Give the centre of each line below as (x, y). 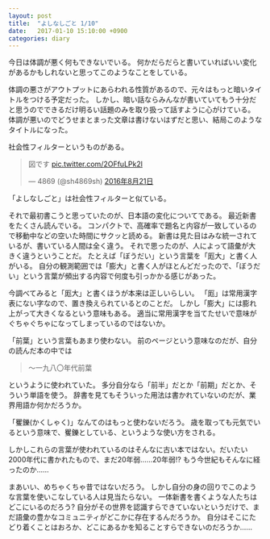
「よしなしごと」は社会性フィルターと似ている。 (89, 198)
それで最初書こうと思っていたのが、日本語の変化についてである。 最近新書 (132, 215)
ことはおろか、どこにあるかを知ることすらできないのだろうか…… (144, 527)
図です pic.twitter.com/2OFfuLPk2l (85, 164)
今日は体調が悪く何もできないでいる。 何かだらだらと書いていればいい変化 (133, 62)
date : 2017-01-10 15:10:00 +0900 (68, 31)
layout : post (30, 16)
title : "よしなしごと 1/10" (54, 23)
